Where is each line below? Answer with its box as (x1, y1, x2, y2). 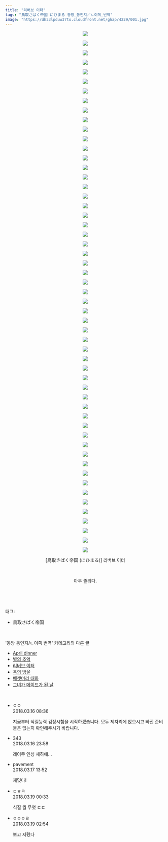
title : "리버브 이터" (5, 7, 46, 13)
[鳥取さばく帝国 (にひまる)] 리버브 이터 (45, 557, 125, 563)
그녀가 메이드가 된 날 (12, 681, 54, 688)
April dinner (12, 650, 38, 656)
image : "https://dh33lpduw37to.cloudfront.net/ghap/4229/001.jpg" (5, 17, 149, 22)
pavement (12, 761, 34, 768)
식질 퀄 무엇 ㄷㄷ (12, 804, 46, 810)
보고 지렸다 (12, 831, 35, 837)
